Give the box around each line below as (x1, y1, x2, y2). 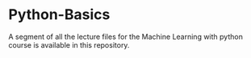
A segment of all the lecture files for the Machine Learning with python (8, 32, 244, 41)
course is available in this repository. (8, 40, 130, 49)
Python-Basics (8, 6, 111, 24)
